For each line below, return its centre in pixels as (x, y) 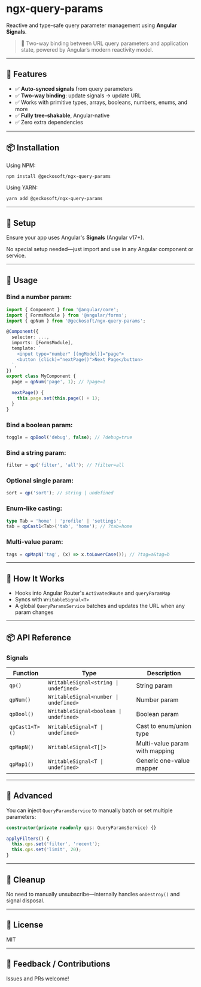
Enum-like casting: (34, 508)
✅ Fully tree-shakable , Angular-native (62, 115)
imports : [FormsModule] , (42, 343)
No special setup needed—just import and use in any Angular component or (100, 249)
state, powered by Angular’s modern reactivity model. (87, 49)
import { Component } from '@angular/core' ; (63, 309)
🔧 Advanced (29, 796)
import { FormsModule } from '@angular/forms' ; (67, 315)
